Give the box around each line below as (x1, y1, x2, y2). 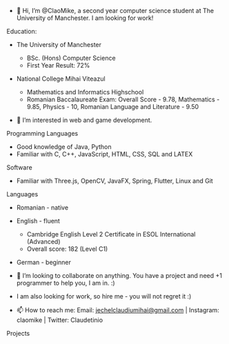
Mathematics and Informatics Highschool (26, 88, 144, 96)
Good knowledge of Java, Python (16, 143, 112, 151)
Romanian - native (16, 203, 69, 212)
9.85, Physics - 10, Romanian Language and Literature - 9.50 (26, 103, 199, 110)
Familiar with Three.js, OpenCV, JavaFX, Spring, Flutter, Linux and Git (16, 176, 213, 185)
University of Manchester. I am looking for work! (16, 14, 154, 22)
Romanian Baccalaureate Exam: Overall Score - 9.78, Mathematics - (26, 95, 220, 103)
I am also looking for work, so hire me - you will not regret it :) (16, 292, 192, 300)
